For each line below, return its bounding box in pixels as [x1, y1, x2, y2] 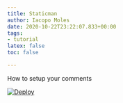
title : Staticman [7, 10, 58, 17]
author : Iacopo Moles [7, 17, 70, 24]
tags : [7, 29, 23, 37]
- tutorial [7, 36, 39, 43]
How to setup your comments [7, 74, 92, 82]
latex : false [7, 42, 45, 49]
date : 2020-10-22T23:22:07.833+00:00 [7, 23, 117, 30]
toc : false [7, 49, 39, 56]
